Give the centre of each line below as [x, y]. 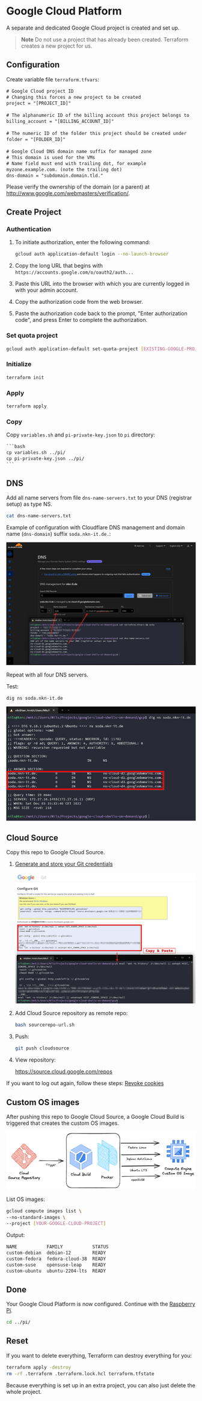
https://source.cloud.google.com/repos [64, 1072]
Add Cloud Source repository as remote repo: [71, 1013]
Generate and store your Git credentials [64, 864]
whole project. [24, 1391]
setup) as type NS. [29, 504]
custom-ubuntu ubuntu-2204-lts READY [56, 1271]
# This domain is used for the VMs [51, 157]
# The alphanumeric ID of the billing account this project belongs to [98, 115]
